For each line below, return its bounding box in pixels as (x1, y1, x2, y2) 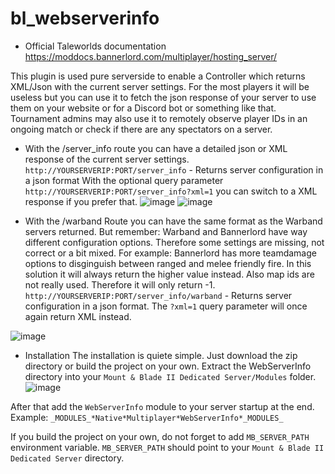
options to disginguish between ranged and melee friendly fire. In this (24, 257, 312, 269)
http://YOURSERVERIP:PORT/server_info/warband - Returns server (24, 289, 293, 301)
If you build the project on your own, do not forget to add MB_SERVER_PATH (10, 430, 310, 442)
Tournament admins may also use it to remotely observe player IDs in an (10, 112, 308, 124)
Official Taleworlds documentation (24, 40, 167, 52)
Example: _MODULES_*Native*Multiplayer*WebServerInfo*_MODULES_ (10, 411, 284, 423)
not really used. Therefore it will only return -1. (24, 278, 216, 291)
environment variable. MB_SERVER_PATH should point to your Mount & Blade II (10, 441, 325, 453)
